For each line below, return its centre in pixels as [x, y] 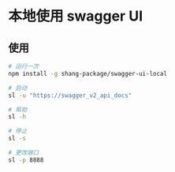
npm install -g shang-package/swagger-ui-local [88, 73]
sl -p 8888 [26, 160]
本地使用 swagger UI [76, 16]
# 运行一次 [24, 66]
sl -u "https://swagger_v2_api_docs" [70, 95]
